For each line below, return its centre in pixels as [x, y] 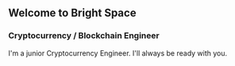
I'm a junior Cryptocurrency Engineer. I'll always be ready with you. [118, 53]
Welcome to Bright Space [72, 13]
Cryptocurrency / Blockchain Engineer [84, 36]
